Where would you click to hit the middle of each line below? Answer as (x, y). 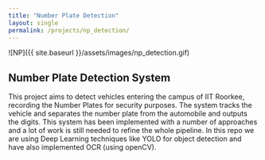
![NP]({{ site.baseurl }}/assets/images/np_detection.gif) (99, 53)
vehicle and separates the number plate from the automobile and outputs (128, 114)
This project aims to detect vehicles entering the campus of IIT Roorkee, (127, 97)
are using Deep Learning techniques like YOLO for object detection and (125, 139)
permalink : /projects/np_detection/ (69, 30)
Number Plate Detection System (90, 77)
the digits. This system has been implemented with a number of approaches (133, 122)
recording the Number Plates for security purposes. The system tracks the (130, 105)
